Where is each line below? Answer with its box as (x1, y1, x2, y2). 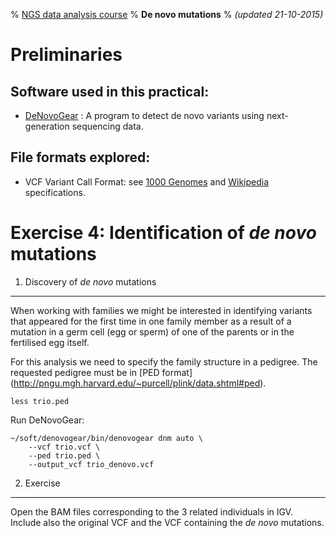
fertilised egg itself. (10, 336, 90, 348)
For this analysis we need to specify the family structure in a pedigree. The (10, 355, 318, 368)
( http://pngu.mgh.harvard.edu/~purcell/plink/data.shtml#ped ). (10, 377, 267, 389)
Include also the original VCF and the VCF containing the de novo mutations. (10, 516, 325, 528)
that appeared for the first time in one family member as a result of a (10, 315, 292, 327)
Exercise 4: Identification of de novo (10, 222, 317, 244)
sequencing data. (71, 120, 144, 132)
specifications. (24, 186, 86, 198)
